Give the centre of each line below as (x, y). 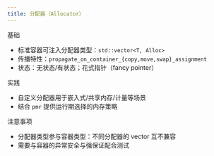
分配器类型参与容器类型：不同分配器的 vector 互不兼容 (97, 136)
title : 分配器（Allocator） (46, 14)
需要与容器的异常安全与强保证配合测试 (73, 145)
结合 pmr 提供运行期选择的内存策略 (67, 106)
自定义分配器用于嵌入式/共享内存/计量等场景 (82, 97)
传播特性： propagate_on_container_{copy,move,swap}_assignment (112, 59)
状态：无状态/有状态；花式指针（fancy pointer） (87, 67)
